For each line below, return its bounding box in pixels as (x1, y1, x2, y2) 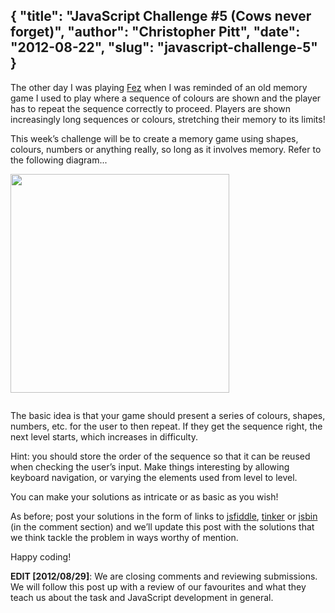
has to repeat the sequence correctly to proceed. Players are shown (10, 102, 292, 114)
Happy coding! (10, 550, 72, 563)
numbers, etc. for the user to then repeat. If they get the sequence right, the (10, 420, 323, 432)
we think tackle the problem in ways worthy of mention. (10, 531, 239, 543)
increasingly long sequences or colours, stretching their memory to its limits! (10, 113, 326, 125)
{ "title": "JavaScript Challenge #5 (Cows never (10, 8, 312, 25)
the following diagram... (10, 154, 108, 166)
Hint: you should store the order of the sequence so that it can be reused (10, 450, 311, 462)
